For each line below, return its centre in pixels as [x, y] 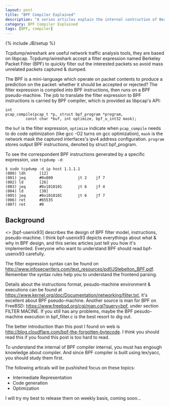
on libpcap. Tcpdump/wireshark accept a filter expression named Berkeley [83, 58]
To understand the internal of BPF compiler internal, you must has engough [83, 347]
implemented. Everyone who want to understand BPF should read [74, 248]
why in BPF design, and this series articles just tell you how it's [71, 243]
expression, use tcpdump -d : [34, 160]
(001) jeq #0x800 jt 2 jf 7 [55, 178]
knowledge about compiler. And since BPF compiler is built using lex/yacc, [83, 352]
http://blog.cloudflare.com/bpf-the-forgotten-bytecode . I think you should [82, 332]
